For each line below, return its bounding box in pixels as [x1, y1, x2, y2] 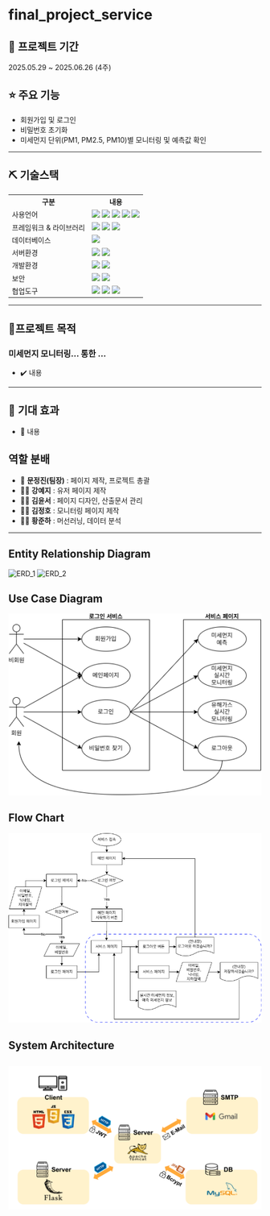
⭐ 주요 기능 [8, 89, 60, 102]
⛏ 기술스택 [8, 168, 59, 182]
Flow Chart [8, 811, 64, 825]
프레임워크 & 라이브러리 [11, 222, 86, 232]
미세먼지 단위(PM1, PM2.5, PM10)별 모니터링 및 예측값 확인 [19, 135, 207, 144]
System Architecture [8, 1038, 115, 1052]
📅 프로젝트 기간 [8, 39, 79, 53]
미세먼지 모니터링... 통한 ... [8, 348, 107, 359]
